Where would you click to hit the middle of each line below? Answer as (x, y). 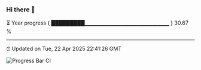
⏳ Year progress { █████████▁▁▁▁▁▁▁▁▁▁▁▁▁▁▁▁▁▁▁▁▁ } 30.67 (97, 23)
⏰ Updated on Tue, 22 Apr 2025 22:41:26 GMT (64, 49)
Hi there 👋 (21, 10)
